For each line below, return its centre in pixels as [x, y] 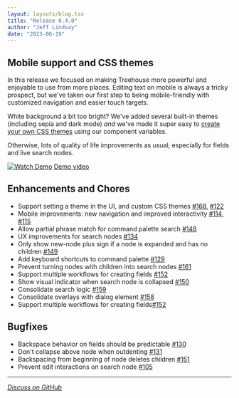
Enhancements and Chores [69, 189]
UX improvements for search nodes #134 [78, 236]
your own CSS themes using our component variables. [87, 132]
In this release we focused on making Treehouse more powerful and [107, 80]
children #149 [38, 251]
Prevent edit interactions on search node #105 [85, 367]
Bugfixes [28, 327]
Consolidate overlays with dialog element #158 [86, 297]
